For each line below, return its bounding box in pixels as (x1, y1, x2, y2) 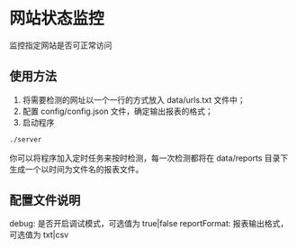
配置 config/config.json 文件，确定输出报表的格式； (22, 106, 213, 116)
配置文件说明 (9, 193, 81, 208)
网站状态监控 (9, 8, 105, 29)
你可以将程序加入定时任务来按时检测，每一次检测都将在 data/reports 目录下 (9, 152, 289, 163)
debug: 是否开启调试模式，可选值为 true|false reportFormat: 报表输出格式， (9, 218, 289, 229)
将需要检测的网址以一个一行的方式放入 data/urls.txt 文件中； (22, 94, 246, 105)
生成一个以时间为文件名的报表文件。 (9, 163, 144, 174)
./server (9, 134, 42, 144)
